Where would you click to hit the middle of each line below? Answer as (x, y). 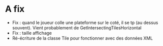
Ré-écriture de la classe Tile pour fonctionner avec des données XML (82, 38)
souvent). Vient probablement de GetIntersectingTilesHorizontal (77, 27)
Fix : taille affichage (32, 33)
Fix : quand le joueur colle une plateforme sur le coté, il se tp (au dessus (85, 23)
